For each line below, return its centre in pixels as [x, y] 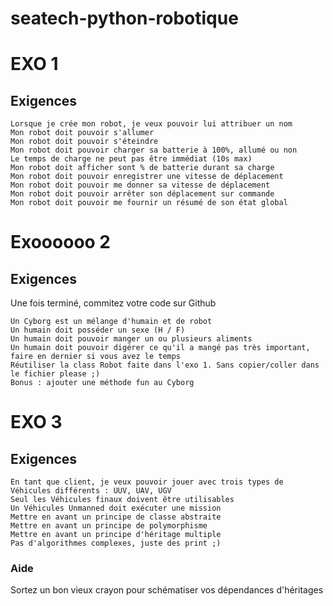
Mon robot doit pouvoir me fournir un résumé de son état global [149, 203]
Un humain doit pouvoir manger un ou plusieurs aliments [131, 339]
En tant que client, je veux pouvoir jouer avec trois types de [147, 482]
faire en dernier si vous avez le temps [96, 357]
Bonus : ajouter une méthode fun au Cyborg [102, 383]
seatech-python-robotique [124, 18]
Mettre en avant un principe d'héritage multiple [116, 535]
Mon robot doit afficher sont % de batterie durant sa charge [142, 168]
